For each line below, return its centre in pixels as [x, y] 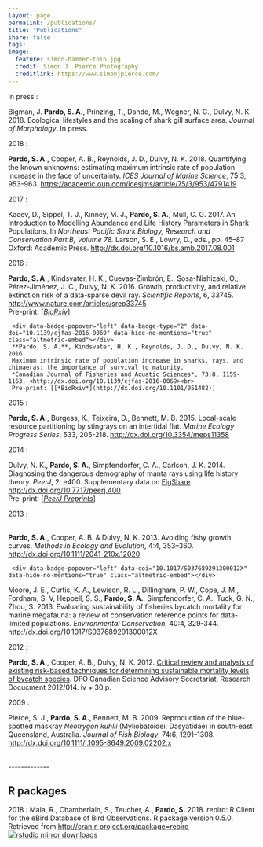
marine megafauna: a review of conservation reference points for [113, 615]
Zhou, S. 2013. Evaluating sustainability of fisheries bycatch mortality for [125, 606]
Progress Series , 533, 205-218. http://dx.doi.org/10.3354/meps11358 [119, 434]
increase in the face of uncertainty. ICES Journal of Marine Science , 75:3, [127, 175]
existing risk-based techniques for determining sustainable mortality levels [129, 670]
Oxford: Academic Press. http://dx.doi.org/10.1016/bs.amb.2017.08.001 [121, 248]
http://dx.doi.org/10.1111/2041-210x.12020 [74, 554]
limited [19, 623]
